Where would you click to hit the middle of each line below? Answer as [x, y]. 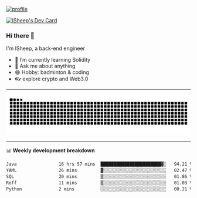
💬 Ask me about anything [45, 66]
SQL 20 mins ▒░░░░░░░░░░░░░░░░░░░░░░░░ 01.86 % [99, 176]
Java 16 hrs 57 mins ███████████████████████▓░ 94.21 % [99, 165]
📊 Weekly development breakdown [50, 150]
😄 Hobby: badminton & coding [52, 72]
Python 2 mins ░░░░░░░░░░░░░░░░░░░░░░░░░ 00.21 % [99, 189]
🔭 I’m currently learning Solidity [52, 60]
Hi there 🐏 [21, 35]
